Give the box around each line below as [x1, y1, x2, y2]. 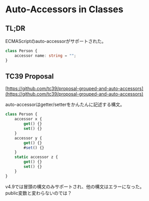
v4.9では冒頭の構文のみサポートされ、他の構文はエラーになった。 [5, 183, 144, 190]
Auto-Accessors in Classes [5, 4, 123, 15]
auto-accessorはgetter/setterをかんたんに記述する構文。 [5, 101, 125, 108]
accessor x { [14, 117, 42, 122]
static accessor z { [14, 154, 58, 160]
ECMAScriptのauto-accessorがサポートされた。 [5, 38, 106, 44]
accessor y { [14, 136, 42, 141]
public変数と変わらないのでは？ [5, 190, 72, 196]
